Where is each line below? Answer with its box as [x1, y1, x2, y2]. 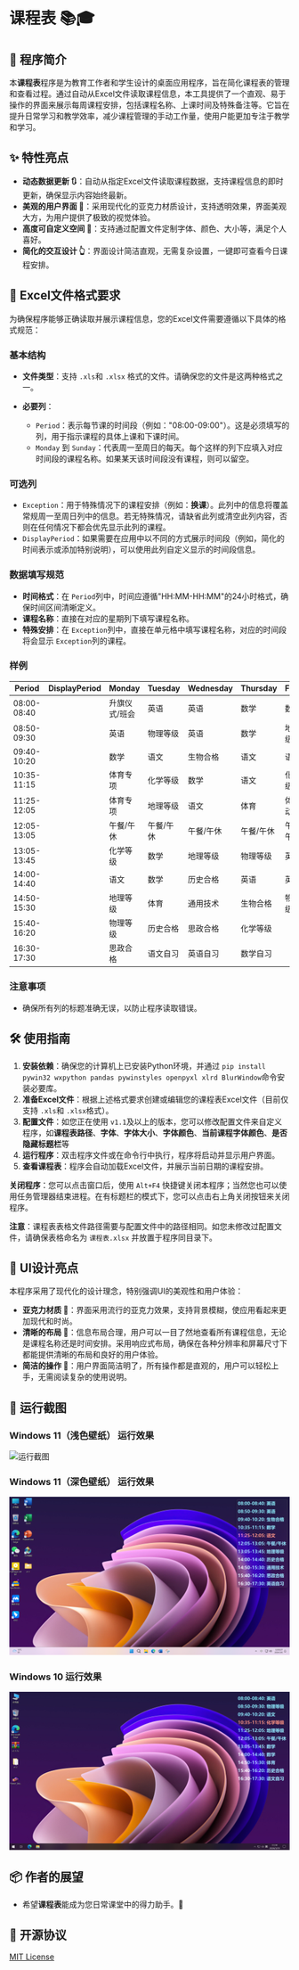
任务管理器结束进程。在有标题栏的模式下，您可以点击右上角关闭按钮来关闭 [16, 1191, 290, 1202]
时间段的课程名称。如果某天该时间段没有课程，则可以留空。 [35, 453, 255, 464]
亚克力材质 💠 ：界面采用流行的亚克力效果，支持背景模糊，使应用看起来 [21, 1305, 279, 1316]
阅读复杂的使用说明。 [53, 1372, 132, 1383]
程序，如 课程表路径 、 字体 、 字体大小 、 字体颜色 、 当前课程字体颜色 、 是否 [21, 1127, 287, 1137]
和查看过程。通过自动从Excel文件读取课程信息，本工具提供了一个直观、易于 [9, 88, 287, 99]
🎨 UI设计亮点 [9, 1260, 79, 1276]
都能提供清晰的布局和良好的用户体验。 [21, 1350, 163, 1360]
